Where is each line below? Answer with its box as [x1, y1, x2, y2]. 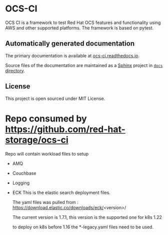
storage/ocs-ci [5, 134, 68, 145]
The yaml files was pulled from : [12, 199, 78, 205]
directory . [5, 67, 25, 73]
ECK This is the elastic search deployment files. [12, 189, 111, 195]
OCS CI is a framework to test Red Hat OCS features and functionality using [5, 19, 161, 25]
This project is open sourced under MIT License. [5, 95, 105, 101]
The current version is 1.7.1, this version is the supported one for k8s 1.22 [12, 214, 162, 220]
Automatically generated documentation [5, 39, 135, 48]
